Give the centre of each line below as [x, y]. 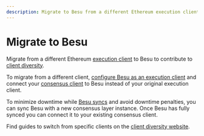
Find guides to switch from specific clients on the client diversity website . [98, 126]
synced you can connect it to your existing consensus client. [82, 114]
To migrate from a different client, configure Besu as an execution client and [101, 77]
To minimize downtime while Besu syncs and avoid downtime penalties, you [101, 101]
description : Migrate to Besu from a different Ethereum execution [93, 12]
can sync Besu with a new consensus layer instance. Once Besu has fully [98, 108]
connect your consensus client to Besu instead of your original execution [98, 83]
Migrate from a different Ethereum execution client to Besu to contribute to [100, 59]
